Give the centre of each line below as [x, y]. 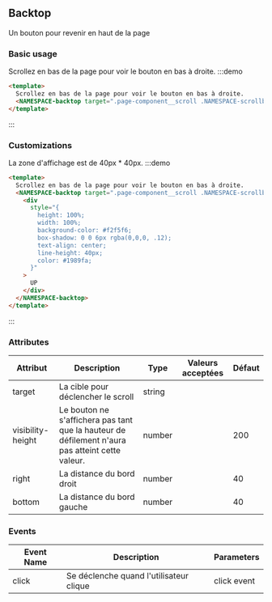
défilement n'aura [93, 440]
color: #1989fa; [65, 261]
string [154, 392]
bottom [26, 502]
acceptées [203, 373]
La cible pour [84, 386]
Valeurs [203, 362]
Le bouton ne [84, 409]
